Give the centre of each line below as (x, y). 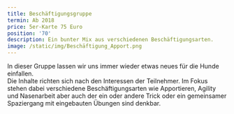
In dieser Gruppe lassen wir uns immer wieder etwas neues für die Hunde (113, 66)
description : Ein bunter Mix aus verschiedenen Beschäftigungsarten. (111, 40)
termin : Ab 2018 (31, 20)
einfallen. (20, 73)
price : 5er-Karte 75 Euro (45, 27)
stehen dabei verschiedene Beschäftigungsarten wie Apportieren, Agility (112, 88)
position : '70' (29, 33)
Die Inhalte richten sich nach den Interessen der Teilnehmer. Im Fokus (108, 81)
